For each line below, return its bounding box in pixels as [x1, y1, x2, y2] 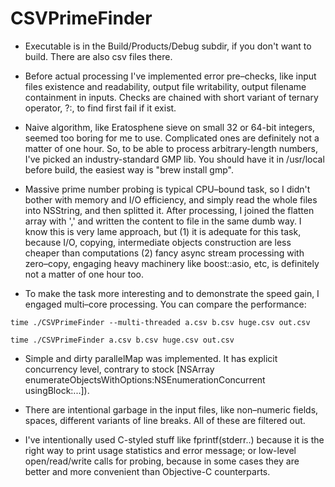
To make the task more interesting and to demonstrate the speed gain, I [24, 287, 320, 299]
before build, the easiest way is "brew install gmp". [24, 163, 234, 176]
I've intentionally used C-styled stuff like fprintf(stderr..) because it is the [24, 433, 325, 446]
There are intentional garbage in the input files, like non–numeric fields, [24, 403, 319, 416]
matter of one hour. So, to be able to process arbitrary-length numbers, [24, 142, 319, 154]
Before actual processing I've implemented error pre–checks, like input [24, 70, 317, 82]
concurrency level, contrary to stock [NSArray [24, 363, 215, 375]
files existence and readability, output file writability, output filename [24, 80, 307, 92]
